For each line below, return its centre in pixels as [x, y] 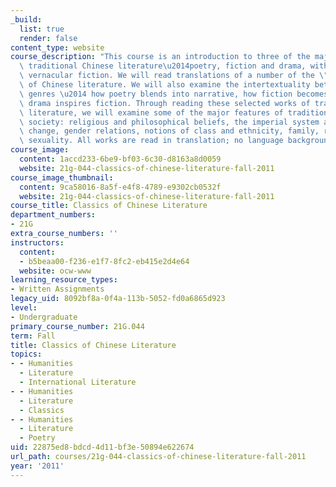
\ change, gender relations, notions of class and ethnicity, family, [169, 131]
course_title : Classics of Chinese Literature [109, 206]
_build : [26, 19]
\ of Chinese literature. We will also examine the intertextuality [165, 85]
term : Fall [33, 336]
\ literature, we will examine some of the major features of [151, 112]
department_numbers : [53, 215]
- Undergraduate [44, 317]
